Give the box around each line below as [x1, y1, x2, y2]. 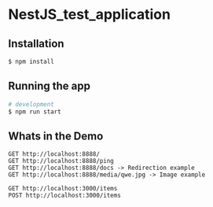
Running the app [8, 79, 90, 93]
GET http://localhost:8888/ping [8, 157, 114, 165]
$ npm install [8, 57, 55, 65]
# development [8, 100, 55, 108]
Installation [8, 37, 64, 50]
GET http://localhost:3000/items [8, 185, 118, 193]
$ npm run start [8, 108, 61, 116]
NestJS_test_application [8, 6, 171, 24]
